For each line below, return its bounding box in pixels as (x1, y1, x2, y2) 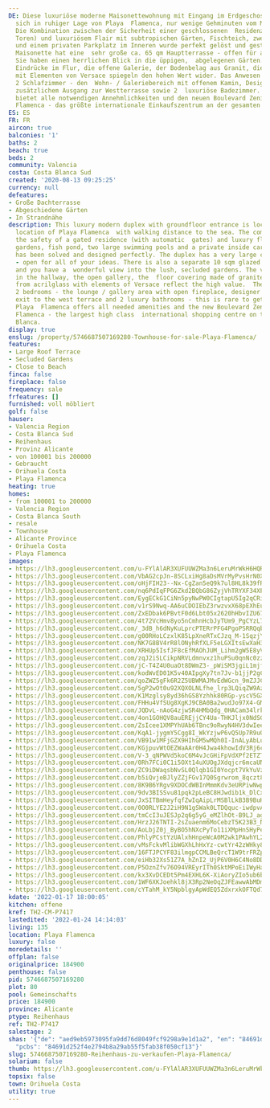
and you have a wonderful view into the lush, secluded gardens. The (15, 266, 257, 274)
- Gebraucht (8, 460, 48, 468)
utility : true (8, 1087, 56, 1095)
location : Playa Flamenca (8, 930, 95, 938)
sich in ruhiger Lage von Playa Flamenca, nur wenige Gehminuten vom (15, 19, 257, 27)
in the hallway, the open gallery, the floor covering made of (15, 273, 235, 281)
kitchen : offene (8, 901, 63, 909)
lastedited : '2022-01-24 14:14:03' (8, 915, 128, 924)
